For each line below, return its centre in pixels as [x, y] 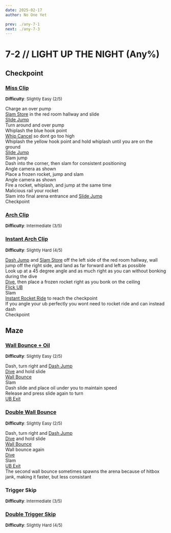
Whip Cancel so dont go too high [40, 136]
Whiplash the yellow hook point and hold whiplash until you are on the [79, 141]
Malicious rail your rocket [32, 191]
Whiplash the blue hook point [36, 131]
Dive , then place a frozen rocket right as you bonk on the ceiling [73, 282]
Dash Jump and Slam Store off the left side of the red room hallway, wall [81, 260]
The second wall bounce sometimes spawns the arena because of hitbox [82, 471]
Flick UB [14, 287]
